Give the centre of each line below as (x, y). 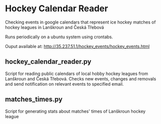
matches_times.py (34, 99)
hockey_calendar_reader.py (48, 62)
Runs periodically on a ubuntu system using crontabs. (59, 37)
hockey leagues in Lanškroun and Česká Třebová (54, 27)
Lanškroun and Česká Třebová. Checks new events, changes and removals (80, 78)
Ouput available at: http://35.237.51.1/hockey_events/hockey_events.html (77, 46)
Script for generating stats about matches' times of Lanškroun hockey (75, 111)
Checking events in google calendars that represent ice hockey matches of (80, 22)
